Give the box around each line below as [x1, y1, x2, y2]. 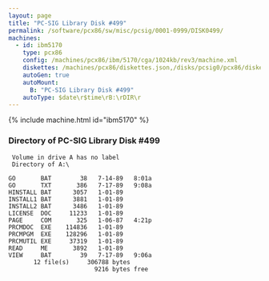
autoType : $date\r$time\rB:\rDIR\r [22, 93, 142, 101]
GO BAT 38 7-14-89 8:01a [8, 174, 152, 182]
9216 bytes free [94, 265, 149, 273]
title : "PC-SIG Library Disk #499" [8, 19, 127, 27]
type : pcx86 [22, 49, 62, 57]
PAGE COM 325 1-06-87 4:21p [8, 216, 152, 224]
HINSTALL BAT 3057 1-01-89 [8, 188, 124, 196]
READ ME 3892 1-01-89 [8, 244, 124, 252]
